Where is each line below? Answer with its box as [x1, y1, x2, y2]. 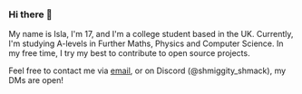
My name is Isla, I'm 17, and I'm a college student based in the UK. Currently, [8, 29, 294, 40]
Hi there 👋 [8, 8, 54, 21]
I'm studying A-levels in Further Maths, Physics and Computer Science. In [8, 38, 284, 49]
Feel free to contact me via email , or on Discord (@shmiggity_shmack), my [8, 65, 287, 76]
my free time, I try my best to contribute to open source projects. [8, 48, 250, 59]
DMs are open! [8, 75, 64, 86]
